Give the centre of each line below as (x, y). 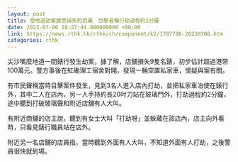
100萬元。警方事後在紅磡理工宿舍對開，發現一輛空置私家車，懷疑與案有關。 (118, 70)
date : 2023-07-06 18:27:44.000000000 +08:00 (74, 27)
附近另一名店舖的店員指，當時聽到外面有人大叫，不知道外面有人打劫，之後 (116, 142)
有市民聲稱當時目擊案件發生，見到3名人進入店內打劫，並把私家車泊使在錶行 (118, 85)
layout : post (27, 14)
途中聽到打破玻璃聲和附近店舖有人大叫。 (66, 103)
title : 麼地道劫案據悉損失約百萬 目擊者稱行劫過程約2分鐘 (83, 21)
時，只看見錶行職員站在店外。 (51, 127)
